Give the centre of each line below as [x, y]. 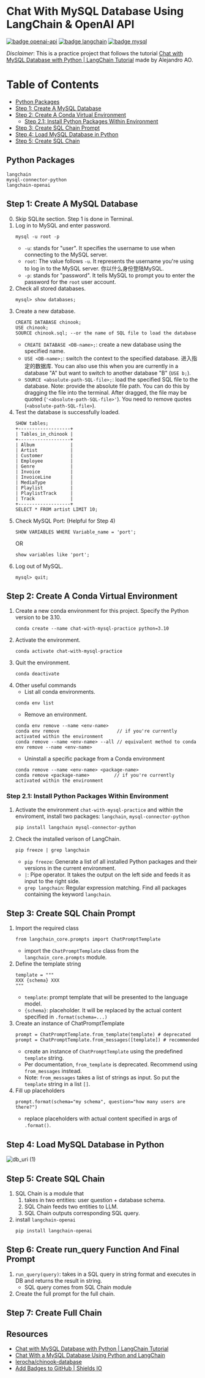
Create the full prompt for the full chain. [65, 1293]
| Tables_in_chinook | [44, 434]
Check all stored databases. [50, 288]
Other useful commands [46, 685]
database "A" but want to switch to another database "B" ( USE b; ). [108, 372]
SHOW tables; [32, 423]
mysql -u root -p [37, 237]
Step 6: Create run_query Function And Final [93, 1250]
